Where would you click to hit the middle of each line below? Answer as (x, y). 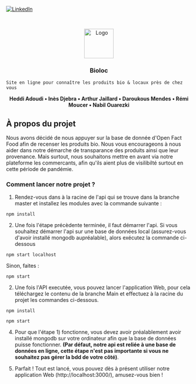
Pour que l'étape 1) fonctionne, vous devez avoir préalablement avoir (98, 332)
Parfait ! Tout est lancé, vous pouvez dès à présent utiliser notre (92, 369)
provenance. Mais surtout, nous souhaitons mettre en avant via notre (90, 157)
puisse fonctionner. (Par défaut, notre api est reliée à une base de (95, 344)
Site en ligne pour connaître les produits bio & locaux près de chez (94, 83)
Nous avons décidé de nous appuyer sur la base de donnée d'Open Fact (94, 138)
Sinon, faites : (23, 266)
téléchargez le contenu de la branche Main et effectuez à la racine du (99, 294)
